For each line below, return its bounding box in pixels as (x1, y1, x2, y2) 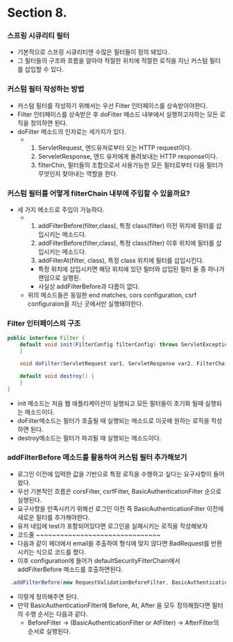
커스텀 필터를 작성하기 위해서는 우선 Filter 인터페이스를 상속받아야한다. (17, 101, 208, 110)
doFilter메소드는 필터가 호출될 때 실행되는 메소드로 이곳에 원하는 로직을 (17, 416, 210, 424)
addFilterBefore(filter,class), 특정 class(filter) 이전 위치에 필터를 (37, 222, 215, 230)
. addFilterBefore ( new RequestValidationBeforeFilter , (10, 579, 169, 586)
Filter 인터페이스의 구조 (7, 319, 81, 328)
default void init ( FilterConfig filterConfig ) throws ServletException (19, 341, 231, 348)
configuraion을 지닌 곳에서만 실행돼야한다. (27, 300, 144, 308)
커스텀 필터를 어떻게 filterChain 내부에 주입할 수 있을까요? (7, 189, 191, 198)
